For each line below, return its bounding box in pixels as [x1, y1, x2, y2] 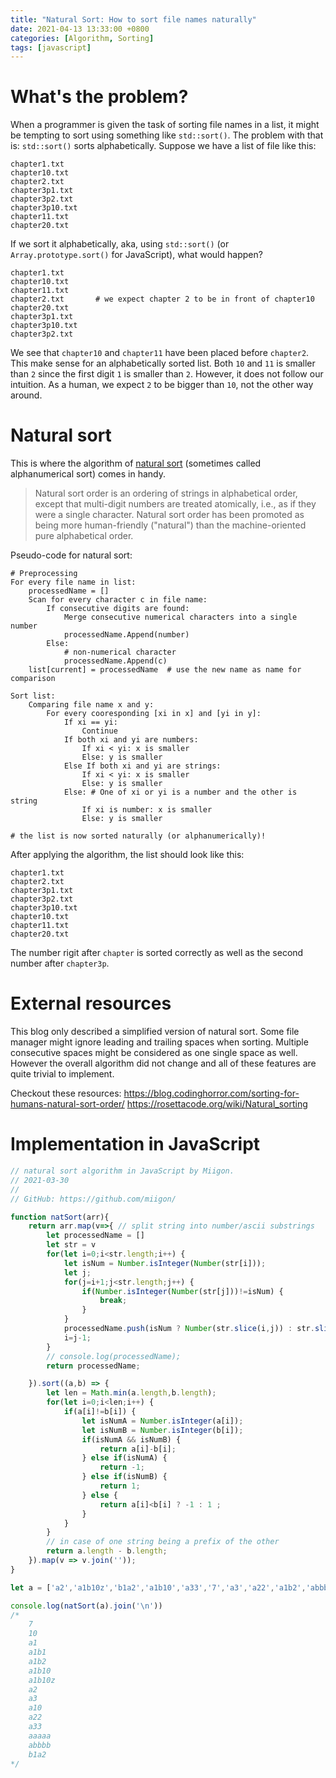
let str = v [46, 1240, 97, 1250]
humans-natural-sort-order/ [10, 1098, 125, 1110]
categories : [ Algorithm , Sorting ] [10, 33, 155, 43]
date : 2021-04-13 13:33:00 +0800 [10, 24, 150, 34]
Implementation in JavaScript [10, 1133, 261, 1156]
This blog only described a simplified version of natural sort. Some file [10, 1026, 300, 1038]
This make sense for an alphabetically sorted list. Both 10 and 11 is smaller [10, 357, 316, 370]
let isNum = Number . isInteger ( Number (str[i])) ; [63, 1258, 267, 1268]
